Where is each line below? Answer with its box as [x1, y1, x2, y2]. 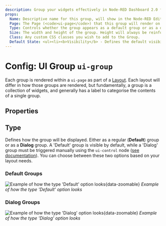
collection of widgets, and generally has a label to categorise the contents [5, 87, 156, 93]
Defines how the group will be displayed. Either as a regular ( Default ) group [5, 137, 159, 143]
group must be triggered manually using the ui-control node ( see [5, 147, 140, 153]
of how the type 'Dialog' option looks [5, 215, 81, 221]
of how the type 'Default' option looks [5, 187, 83, 192]
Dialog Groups [5, 199, 41, 206]
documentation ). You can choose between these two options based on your [5, 152, 160, 158]
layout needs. [5, 157, 33, 163]
